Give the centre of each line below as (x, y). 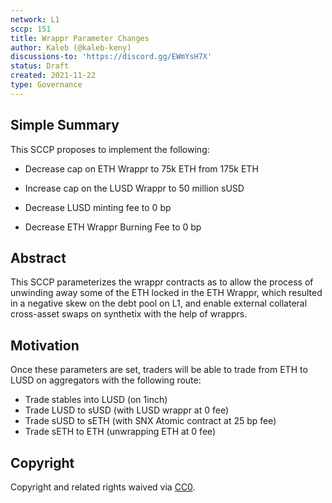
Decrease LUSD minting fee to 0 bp (98, 207)
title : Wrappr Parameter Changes (80, 38)
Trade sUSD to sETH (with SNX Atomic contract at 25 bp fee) (150, 421)
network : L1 (35, 19)
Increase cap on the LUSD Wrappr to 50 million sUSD (134, 188)
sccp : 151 (31, 29)
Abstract (38, 257)
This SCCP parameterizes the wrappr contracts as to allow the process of (162, 282)
